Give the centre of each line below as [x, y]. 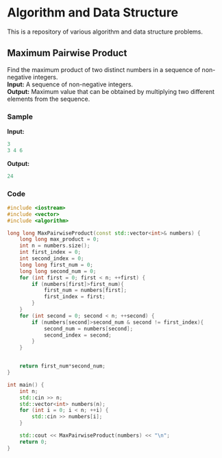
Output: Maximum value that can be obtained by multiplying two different [111, 91]
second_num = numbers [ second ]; [88, 328]
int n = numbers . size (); [55, 246]
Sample [20, 117]
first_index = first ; [75, 297]
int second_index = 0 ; [52, 258]
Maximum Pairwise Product [67, 53]
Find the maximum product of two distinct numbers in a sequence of [104, 69]
